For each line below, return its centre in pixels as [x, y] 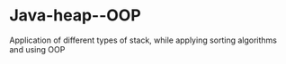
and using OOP [37, 49]
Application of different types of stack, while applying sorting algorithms [143, 40]
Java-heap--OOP [75, 16]
